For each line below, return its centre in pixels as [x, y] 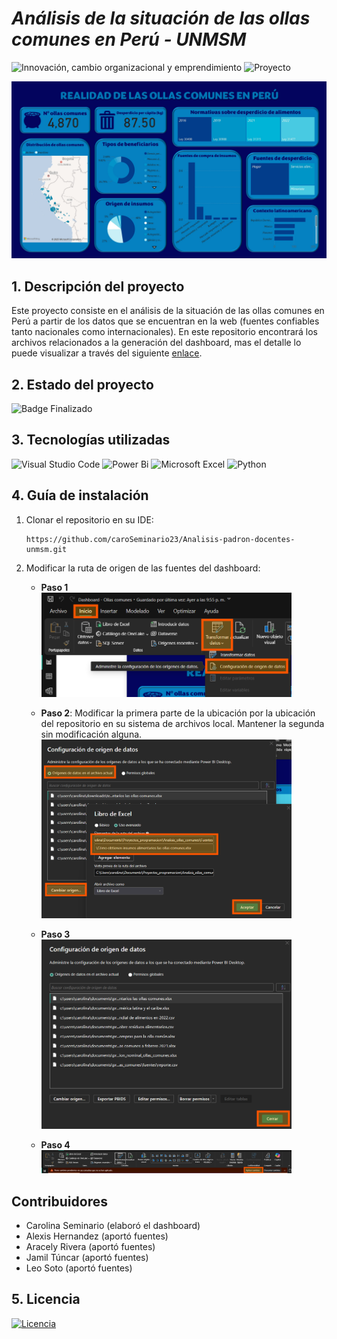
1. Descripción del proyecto [98, 286]
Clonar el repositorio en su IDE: [89, 519]
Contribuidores [59, 1201]
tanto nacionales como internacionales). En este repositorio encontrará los [164, 332]
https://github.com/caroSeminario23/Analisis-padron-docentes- [160, 539]
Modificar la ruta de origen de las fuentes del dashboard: [143, 568]
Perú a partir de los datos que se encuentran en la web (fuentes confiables [165, 321]
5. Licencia [46, 1299]
